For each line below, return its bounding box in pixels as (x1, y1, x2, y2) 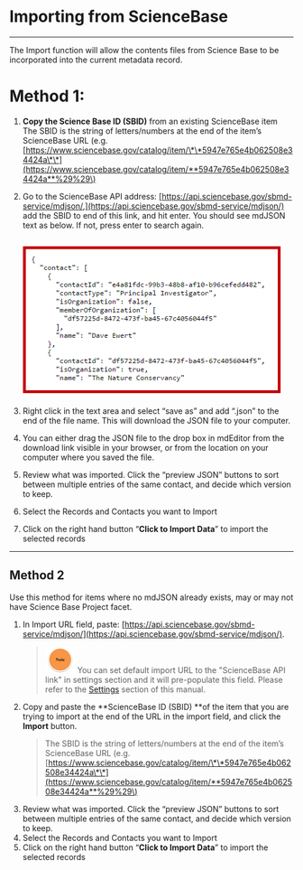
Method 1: (9, 86, 86, 107)
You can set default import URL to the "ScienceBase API (77, 664, 286, 675)
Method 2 (9, 567, 65, 584)
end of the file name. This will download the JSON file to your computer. (22, 415, 291, 426)
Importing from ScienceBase (9, 6, 228, 27)
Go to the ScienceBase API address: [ (22, 191, 162, 201)
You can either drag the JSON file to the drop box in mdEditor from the (22, 432, 285, 444)
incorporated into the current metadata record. (9, 54, 183, 65)
